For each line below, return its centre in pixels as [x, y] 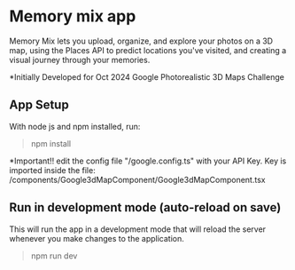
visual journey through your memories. [80, 60]
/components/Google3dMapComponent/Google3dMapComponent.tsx [137, 179]
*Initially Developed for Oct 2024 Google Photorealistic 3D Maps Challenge [147, 76]
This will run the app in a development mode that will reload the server [138, 229]
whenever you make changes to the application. [97, 238]
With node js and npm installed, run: [75, 126]
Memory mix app [73, 16]
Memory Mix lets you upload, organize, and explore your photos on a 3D [141, 41]
